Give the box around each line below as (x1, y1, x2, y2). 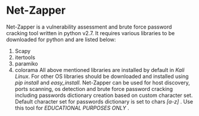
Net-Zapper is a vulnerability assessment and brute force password (6, 23, 172, 30)
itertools (14, 54, 36, 61)
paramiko (14, 60, 38, 67)
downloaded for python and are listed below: (6, 36, 116, 43)
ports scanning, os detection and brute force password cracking (14, 85, 173, 92)
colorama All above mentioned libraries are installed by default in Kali (14, 66, 185, 73)
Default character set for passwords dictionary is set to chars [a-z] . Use (14, 98, 194, 105)
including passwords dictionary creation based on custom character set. (14, 92, 193, 99)
